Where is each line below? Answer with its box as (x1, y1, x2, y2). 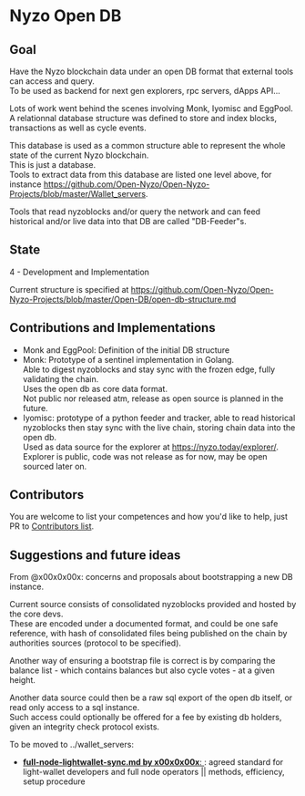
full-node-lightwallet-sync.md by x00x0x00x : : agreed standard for (22, 757, 284, 768)
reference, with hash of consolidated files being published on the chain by (9, 628, 288, 639)
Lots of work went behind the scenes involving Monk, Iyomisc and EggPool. (9, 103, 293, 114)
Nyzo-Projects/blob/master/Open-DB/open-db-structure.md (9, 294, 237, 305)
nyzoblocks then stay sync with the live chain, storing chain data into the (22, 421, 296, 433)
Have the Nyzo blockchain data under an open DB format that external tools (9, 66, 294, 77)
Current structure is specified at (9, 284, 129, 295)
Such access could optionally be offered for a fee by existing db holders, (9, 712, 282, 723)
